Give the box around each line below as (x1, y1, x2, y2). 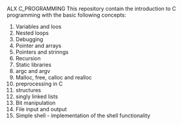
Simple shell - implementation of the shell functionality (15, 112, 151, 119)
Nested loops (15, 29, 49, 36)
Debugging (15, 36, 44, 42)
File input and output (15, 106, 67, 112)
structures (15, 87, 41, 93)
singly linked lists (15, 93, 58, 100)
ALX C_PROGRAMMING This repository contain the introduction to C (7, 5, 177, 12)
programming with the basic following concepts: (7, 11, 127, 19)
